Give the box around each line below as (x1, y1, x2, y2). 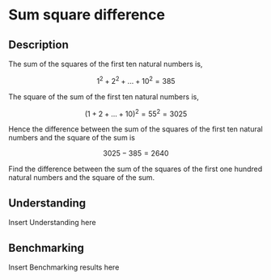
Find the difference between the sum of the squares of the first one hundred (8, 164, 263, 174)
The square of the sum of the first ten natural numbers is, (8, 91, 200, 102)
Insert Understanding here (8, 218, 96, 228)
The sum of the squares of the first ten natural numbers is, (8, 59, 203, 69)
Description (8, 38, 69, 52)
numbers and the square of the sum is (8, 133, 136, 143)
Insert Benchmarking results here (8, 262, 120, 272)
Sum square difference (8, 6, 166, 24)
